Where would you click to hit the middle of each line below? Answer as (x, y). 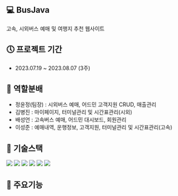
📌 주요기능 (25, 185)
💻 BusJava (28, 10)
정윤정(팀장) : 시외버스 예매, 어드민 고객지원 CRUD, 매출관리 (86, 104)
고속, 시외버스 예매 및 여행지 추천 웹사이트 (55, 29)
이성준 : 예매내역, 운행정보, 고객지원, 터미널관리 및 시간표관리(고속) (94, 127)
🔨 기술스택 (25, 148)
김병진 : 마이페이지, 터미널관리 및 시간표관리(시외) (74, 112)
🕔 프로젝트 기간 (34, 49)
